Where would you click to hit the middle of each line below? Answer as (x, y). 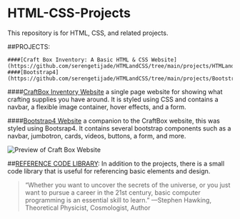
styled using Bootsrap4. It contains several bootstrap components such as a (119, 128)
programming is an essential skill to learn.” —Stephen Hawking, (118, 200)
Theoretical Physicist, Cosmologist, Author (87, 208)
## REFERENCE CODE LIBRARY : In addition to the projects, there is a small (116, 163)
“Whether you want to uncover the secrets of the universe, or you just (127, 185)
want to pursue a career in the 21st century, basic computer (113, 192)
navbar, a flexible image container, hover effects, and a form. (97, 107)
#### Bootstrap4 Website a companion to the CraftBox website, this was (114, 121)
